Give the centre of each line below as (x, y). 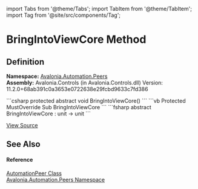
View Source (22, 125)
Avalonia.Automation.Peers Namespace (56, 179)
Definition (25, 62)
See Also (23, 144)
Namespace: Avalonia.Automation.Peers (57, 76)
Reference (20, 159)
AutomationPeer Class (34, 173)
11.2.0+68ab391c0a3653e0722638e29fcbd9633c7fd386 (77, 89)
